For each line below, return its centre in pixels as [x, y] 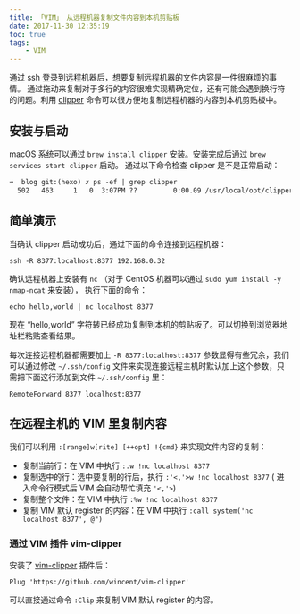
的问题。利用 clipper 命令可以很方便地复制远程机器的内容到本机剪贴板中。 [146, 100]
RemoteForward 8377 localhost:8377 [75, 394]
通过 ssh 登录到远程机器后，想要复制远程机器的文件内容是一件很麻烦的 [139, 78]
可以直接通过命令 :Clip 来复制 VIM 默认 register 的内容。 [114, 600]
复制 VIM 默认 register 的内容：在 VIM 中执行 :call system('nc [137, 510]
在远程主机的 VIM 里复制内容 [88, 423]
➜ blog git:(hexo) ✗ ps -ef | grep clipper [93, 182]
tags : [19, 43]
